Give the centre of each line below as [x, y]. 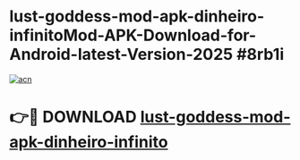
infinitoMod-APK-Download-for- [133, 35]
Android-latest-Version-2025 [121, 55]
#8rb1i [260, 55]
